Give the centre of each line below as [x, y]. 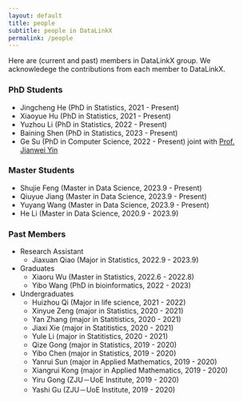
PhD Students [36, 90]
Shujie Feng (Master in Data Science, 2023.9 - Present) [111, 188]
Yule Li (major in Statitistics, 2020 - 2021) [100, 336]
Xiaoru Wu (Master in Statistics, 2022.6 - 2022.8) [113, 277]
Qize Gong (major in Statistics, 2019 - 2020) [104, 345]
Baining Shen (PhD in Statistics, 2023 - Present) [99, 133]
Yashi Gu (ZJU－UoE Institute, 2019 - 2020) [104, 390]
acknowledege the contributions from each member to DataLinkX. [117, 70]
